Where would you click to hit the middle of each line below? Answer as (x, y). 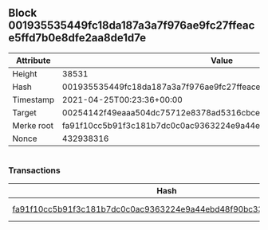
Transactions (35, 170)
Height (25, 73)
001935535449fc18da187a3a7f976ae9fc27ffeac (132, 26)
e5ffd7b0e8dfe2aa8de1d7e (77, 38)
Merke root (33, 125)
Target (25, 112)
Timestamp (33, 99)
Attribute (33, 60)
